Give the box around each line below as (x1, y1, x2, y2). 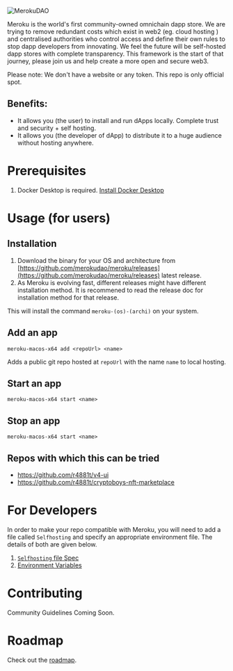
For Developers (7, 503, 97, 518)
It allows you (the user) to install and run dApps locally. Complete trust (17, 116, 219, 124)
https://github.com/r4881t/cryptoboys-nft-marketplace (17, 478, 175, 486)
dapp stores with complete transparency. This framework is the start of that (7, 49, 224, 58)
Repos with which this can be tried (7, 452, 160, 464)
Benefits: (7, 98, 48, 110)
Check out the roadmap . (7, 656, 77, 664)
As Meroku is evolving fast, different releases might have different (17, 278, 207, 286)
